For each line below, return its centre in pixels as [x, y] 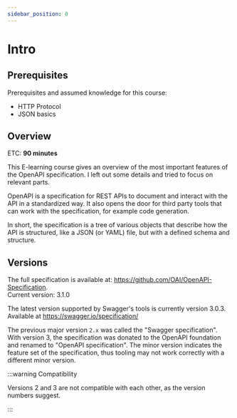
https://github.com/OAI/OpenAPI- [163, 280]
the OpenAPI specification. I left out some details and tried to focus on [110, 174]
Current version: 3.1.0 [38, 295]
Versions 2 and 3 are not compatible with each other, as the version [106, 388]
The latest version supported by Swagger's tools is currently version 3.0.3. [117, 309]
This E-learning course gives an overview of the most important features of [118, 167]
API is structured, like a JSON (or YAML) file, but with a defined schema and [118, 233]
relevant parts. [28, 182]
